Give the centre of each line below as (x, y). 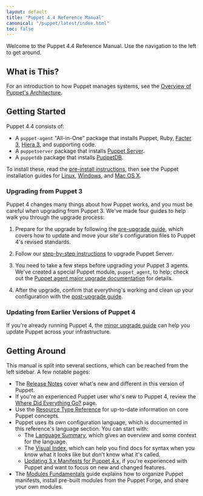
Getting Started (36, 112)
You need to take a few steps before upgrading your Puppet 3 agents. (102, 266)
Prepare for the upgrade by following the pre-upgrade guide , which (99, 229)
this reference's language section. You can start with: (82, 429)
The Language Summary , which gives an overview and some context (110, 435)
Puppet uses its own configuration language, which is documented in (101, 423)
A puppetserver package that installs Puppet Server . (80, 151)
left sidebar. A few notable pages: (48, 372)
